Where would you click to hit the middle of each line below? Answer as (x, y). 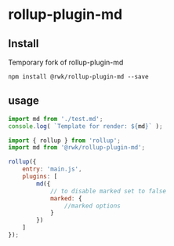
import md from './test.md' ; (56, 119)
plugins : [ (40, 177)
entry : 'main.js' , (52, 169)
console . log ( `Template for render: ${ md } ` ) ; (85, 126)
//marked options (92, 206)
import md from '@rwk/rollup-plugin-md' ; (77, 148)
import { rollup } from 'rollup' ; (65, 140)
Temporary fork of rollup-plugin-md (66, 62)
